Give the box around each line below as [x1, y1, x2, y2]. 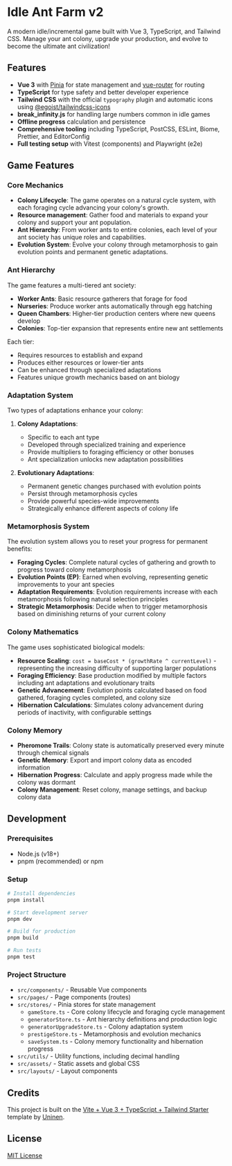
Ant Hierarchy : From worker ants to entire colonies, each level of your [17, 226, 217, 234]
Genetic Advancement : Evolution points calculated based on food [17, 685, 207, 694]
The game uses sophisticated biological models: [7, 643, 145, 651]
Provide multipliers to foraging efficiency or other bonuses [27, 448, 195, 456]
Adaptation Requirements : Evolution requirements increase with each [17, 588, 218, 596]
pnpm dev [7, 915, 33, 922]
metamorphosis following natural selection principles [17, 595, 168, 603]
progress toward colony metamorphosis [17, 565, 132, 574]
